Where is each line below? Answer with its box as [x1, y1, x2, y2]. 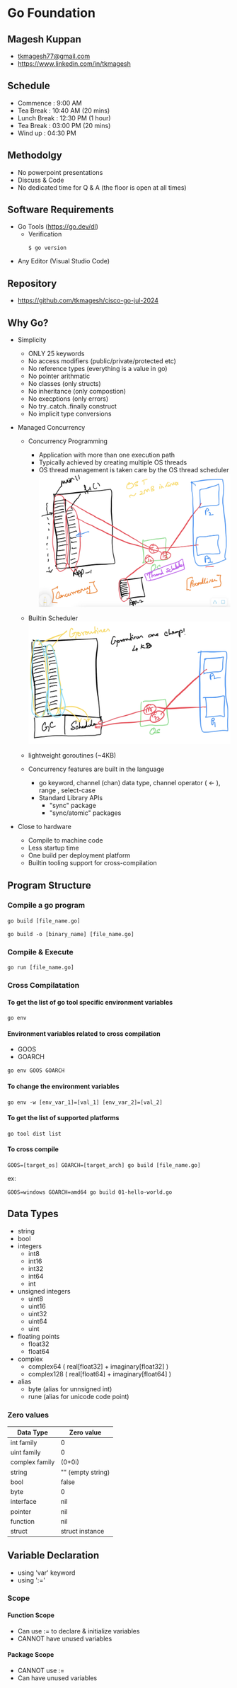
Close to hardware [17, 823, 72, 831]
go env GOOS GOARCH [7, 1067, 65, 1074]
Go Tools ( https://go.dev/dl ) [17, 222, 99, 231]
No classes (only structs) [28, 380, 101, 388]
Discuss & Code [17, 176, 64, 184]
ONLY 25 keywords [28, 349, 85, 358]
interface [10, 1498, 37, 1506]
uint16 [28, 1301, 46, 1311]
